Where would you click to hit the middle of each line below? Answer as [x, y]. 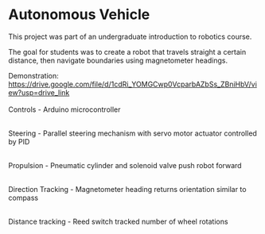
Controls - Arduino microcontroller [64, 109]
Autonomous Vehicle [79, 15]
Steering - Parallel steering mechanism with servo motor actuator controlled [132, 133]
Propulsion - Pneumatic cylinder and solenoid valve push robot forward [125, 165]
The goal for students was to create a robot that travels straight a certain [127, 52]
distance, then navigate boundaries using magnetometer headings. [118, 60]
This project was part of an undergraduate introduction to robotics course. [130, 36]
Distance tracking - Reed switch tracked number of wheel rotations [118, 221]
